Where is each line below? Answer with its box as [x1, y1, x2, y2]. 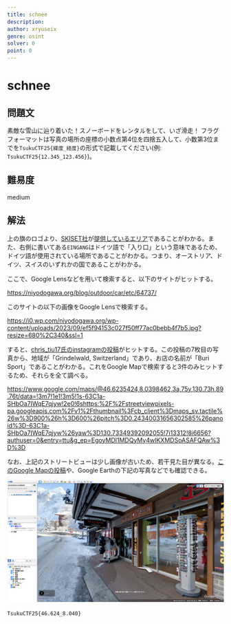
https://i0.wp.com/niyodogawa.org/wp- [7, 316, 119, 325]
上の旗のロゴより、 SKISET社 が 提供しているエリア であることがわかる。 [7, 234, 208, 242]
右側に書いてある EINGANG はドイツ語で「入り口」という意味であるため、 [19, 243, 221, 251]
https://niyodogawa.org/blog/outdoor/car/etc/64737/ [7, 288, 157, 297]
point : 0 [7, 47, 32, 54]
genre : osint [7, 33, 45, 40]
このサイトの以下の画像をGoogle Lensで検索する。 [7, 303, 152, 311]
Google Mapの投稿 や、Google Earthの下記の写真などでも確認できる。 [12, 466, 211, 474]
